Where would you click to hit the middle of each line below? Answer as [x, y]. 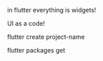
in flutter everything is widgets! [51, 10]
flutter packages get [36, 50]
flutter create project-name [46, 37]
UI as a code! [26, 23]
